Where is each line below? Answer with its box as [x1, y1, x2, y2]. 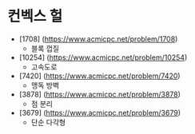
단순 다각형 [30, 117, 66, 127]
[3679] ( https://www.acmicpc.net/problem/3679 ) [18, 108, 181, 117]
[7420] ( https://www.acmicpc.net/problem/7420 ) [18, 71, 181, 81]
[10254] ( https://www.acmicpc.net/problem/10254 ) [18, 53, 188, 62]
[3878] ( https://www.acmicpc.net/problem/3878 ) [18, 89, 181, 99]
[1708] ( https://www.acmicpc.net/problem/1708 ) [18, 33, 178, 44]
